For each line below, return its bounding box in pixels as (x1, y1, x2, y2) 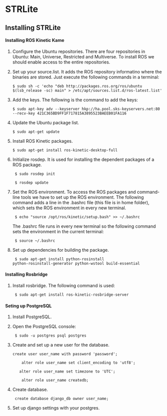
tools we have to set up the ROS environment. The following (20, 194, 144, 200)
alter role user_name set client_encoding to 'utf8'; (21, 361, 136, 366)
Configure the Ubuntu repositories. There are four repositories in (12, 48, 146, 54)
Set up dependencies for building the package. (12, 247, 109, 253)
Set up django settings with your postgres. (12, 405, 100, 411)
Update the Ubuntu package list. (12, 119, 79, 125)
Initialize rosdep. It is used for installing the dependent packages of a (12, 156, 155, 162)
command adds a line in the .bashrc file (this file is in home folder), (12, 199, 150, 205)
